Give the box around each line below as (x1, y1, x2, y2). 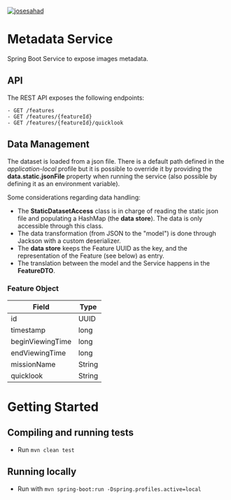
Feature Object (7, 284, 59, 294)
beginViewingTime (10, 336, 72, 346)
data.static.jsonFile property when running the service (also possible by (7, 172, 218, 180)
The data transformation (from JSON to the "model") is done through (17, 229, 216, 237)
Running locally (7, 466, 77, 478)
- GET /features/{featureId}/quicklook (7, 119, 124, 126)
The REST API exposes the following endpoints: (7, 93, 145, 102)
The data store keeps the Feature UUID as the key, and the (17, 244, 188, 252)
